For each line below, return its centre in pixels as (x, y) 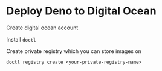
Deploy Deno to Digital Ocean (81, 11)
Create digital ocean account (42, 28)
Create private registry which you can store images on (74, 51)
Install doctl (21, 39)
